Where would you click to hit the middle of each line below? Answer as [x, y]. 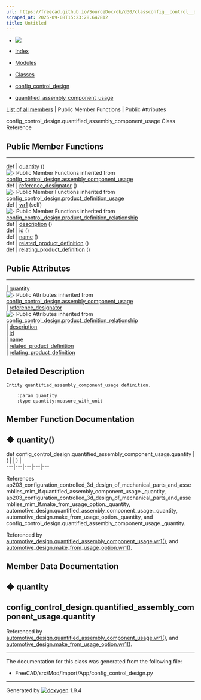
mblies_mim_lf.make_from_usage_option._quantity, [68, 504]
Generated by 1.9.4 [44, 690]
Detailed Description [45, 371]
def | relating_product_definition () [48, 249]
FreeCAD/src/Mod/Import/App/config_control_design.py [84, 673]
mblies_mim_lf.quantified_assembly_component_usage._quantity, [86, 492]
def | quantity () [25, 166]
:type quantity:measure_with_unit [60, 401]
